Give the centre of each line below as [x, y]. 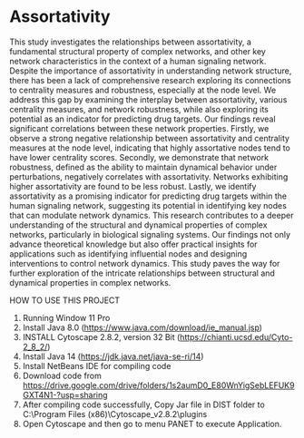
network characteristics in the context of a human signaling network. [138, 61]
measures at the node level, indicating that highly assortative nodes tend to [150, 148]
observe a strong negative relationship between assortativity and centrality [150, 138]
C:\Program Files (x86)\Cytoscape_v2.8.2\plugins [115, 414]
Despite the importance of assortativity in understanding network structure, [151, 71]
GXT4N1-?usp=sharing [65, 394]
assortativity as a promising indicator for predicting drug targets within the [148, 196]
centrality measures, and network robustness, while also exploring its [139, 109]
